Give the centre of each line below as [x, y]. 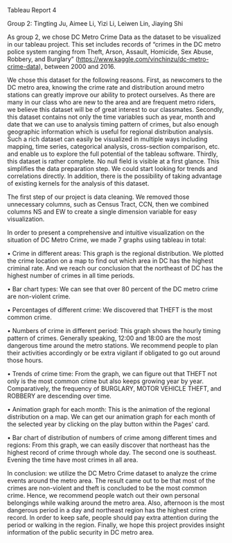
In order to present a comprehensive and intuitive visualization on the [106, 233]
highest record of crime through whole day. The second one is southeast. [112, 452]
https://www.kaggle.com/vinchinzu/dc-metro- [143, 59]
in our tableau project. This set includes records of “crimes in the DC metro [114, 44]
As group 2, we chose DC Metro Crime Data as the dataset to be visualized [114, 37]
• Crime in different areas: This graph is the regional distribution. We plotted [115, 253]
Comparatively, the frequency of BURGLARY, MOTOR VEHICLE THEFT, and [114, 388]
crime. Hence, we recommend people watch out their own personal [103, 495]
